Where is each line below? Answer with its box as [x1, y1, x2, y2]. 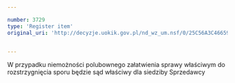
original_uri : [7, 29, 49, 36]
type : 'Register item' [7, 22, 73, 30]
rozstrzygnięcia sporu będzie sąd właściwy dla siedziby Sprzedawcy [7, 68, 206, 77]
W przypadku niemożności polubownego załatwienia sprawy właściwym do [7, 61, 226, 69]
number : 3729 [7, 16, 45, 23]
